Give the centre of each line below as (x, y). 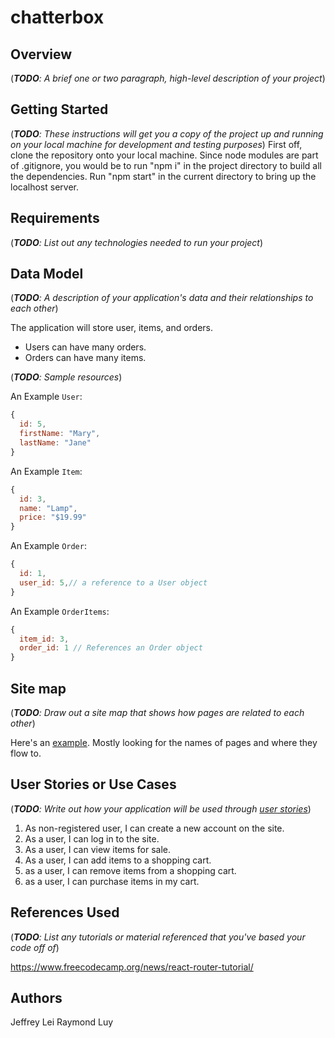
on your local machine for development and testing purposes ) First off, (156, 144)
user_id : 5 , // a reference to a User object (113, 582)
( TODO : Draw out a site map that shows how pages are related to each (157, 712)
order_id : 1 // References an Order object (111, 648)
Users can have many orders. (85, 347)
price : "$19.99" (53, 517)
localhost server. (44, 187)
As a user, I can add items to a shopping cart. (118, 860)
